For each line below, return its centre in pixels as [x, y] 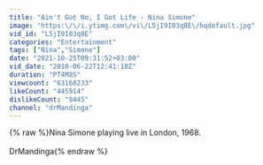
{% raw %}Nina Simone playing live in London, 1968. [105, 132]
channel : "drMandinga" [51, 108]
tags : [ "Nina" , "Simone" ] [55, 50]
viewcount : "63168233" [51, 83]
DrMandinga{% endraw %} [58, 152]
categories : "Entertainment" [63, 42]
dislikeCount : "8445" [49, 99]
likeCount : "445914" [47, 91]
